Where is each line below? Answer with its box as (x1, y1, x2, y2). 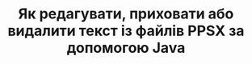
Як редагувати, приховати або (18, 5, 234, 23)
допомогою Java (66, 39, 186, 57)
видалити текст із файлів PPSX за (7, 22, 245, 40)
